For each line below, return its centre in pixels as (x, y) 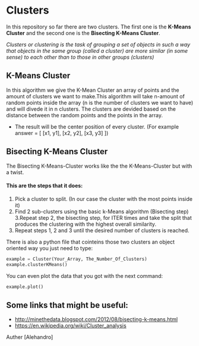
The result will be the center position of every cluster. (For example (97, 126)
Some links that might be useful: (67, 305)
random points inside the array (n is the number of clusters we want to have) (100, 102)
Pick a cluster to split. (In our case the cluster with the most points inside (104, 198)
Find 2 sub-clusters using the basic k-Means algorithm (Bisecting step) (102, 212)
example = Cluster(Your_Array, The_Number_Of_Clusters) (77, 259)
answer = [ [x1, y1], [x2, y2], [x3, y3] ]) (61, 133)
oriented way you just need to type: (50, 248)
